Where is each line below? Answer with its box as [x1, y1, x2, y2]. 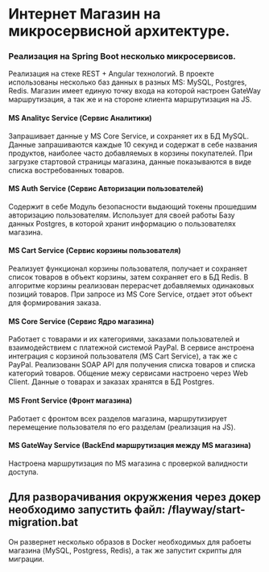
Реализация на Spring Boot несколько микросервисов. [8, 51, 236, 62]
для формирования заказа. [8, 298, 101, 308]
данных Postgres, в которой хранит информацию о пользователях [8, 218, 236, 228]
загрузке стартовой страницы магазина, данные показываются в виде [8, 156, 252, 166]
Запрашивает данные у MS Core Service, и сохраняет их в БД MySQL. [8, 131, 250, 141]
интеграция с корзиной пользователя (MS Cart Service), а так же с [8, 351, 238, 361]
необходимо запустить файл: [8, 503, 166, 516]
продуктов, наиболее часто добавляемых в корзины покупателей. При [8, 148, 254, 158]
